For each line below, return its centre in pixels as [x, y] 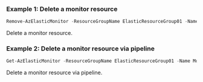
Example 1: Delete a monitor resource [62, 9]
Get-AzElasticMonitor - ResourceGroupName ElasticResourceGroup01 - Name [98, 61]
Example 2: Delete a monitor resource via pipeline [81, 49]
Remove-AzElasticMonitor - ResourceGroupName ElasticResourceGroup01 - [97, 22]
